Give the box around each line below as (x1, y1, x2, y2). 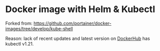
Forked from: (5, 20, 33, 26)
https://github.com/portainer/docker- (33, 20, 111, 26)
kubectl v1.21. (5, 40, 34, 46)
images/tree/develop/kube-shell (5, 25, 73, 31)
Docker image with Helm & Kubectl (5, 4, 155, 15)
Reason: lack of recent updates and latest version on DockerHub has (5, 35, 150, 41)
